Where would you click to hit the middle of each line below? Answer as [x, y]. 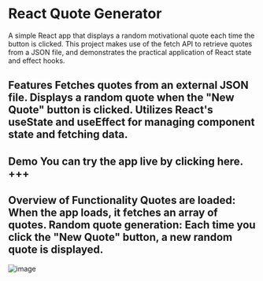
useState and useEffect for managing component [131, 122]
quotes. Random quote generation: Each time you [132, 225]
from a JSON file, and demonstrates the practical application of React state [130, 52]
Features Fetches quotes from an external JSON [129, 85]
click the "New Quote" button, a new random [120, 237]
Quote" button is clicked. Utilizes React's [111, 110]
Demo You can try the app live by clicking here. [126, 161]
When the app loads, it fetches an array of [113, 213]
